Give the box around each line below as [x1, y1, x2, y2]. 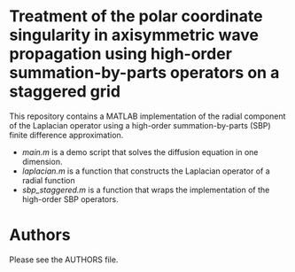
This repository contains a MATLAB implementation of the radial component [9, 111, 286, 121]
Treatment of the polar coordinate [9, 6, 263, 27]
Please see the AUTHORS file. [9, 254, 119, 265]
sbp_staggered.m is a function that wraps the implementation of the [21, 184, 270, 195]
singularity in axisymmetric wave [9, 25, 260, 45]
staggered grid [9, 82, 121, 102]
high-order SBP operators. [21, 193, 119, 205]
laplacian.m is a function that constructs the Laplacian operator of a [21, 166, 270, 176]
